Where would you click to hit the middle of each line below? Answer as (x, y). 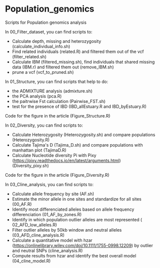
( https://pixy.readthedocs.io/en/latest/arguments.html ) (66, 160)
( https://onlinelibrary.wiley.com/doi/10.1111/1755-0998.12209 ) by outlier (82, 245)
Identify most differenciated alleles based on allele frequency (73, 209)
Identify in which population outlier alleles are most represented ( (77, 219)
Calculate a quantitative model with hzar (52, 240)
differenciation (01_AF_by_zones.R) (47, 214)
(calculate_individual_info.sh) (41, 46)
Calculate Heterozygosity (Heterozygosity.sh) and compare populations (84, 134)
